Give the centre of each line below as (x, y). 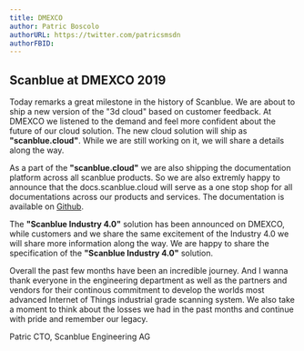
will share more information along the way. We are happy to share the (140, 244)
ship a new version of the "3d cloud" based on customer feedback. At (140, 112)
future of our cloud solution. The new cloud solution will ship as (128, 131)
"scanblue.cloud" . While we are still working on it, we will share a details (147, 141)
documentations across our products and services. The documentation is (147, 197)
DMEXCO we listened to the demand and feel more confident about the (142, 121)
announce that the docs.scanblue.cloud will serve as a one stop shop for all (151, 187)
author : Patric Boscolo (55, 26)
